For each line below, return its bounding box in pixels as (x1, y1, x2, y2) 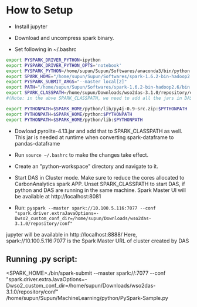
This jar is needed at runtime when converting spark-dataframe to (14, 133, 174, 141)
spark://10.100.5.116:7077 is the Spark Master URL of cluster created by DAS (6, 237, 189, 244)
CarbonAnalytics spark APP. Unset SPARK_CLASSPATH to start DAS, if (14, 180, 185, 187)
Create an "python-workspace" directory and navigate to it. (14, 163, 158, 170)
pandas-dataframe (14, 140, 60, 147)
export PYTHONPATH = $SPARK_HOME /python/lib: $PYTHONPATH (6, 117, 143, 123)
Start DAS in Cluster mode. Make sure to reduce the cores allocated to (14, 174, 185, 181)
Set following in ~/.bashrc (14, 45, 77, 53)
